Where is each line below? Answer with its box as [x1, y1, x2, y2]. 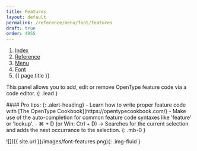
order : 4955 [6, 31, 36, 37]
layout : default [6, 14, 46, 20]
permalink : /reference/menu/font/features [6, 20, 113, 25]
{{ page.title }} [14, 72, 50, 79]
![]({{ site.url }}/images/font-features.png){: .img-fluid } [6, 138, 141, 145]
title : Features [6, 8, 46, 15]
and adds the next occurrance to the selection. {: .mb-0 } [6, 127, 146, 134]
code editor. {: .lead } [6, 90, 58, 97]
